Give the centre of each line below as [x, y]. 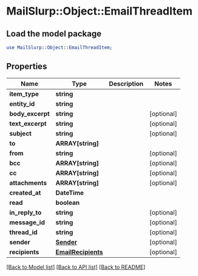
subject [21, 133]
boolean [68, 202]
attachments [28, 182]
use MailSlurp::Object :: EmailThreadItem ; [60, 47]
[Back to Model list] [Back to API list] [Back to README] [76, 267]
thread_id [23, 232]
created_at [25, 193]
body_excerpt [29, 114]
